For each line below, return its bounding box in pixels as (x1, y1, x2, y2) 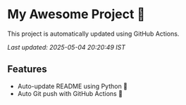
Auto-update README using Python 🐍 (17, 82, 128, 90)
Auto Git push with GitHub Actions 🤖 (17, 89, 123, 97)
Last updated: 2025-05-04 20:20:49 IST (7, 43, 125, 51)
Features (7, 63, 47, 76)
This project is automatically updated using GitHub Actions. (7, 29, 180, 38)
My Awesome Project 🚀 (7, 6, 146, 22)
